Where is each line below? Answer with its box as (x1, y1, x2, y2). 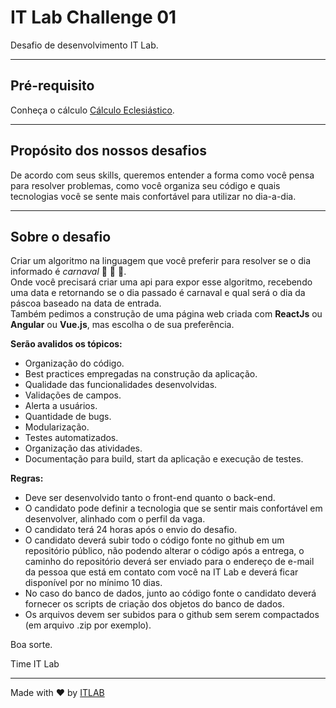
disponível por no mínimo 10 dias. (24, 577, 163, 589)
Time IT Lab (10, 658, 60, 670)
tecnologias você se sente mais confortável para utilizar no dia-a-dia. (10, 190, 297, 202)
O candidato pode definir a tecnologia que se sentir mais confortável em (24, 502, 323, 515)
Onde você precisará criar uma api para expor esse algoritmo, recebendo (10, 276, 313, 288)
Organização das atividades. (24, 442, 143, 455)
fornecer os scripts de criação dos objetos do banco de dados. (24, 598, 285, 610)
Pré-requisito (10, 77, 95, 95)
